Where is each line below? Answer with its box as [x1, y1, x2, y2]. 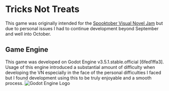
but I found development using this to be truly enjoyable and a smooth [5, 74, 152, 81]
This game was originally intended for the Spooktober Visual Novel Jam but [5, 20, 163, 26]
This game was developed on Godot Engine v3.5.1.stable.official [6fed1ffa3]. [5, 59, 164, 65]
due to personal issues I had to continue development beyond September [5, 25, 159, 31]
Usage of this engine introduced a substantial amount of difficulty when [5, 64, 155, 70]
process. [5, 80, 24, 86]
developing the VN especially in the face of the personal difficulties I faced [5, 69, 161, 75]
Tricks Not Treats [5, 4, 80, 15]
